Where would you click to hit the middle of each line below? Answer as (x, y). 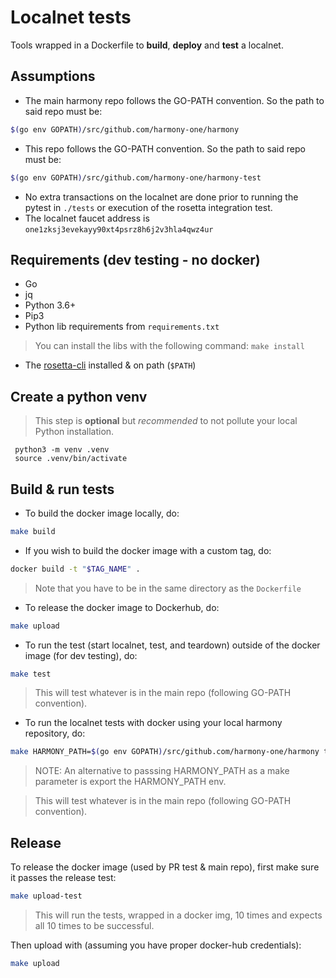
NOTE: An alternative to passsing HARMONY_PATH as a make (162, 771)
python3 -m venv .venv (62, 450)
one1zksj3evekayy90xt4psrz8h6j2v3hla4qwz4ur (119, 229)
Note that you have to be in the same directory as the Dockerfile (168, 588)
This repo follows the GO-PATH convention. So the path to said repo (165, 148)
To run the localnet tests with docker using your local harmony (153, 723)
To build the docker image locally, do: (102, 513)
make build (33, 531)
